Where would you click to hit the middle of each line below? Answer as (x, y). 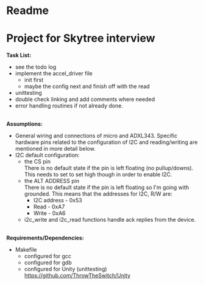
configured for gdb (48, 263)
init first (34, 80)
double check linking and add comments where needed (85, 99)
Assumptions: (25, 124)
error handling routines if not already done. (69, 106)
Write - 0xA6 (49, 213)
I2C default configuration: (47, 155)
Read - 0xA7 (49, 207)
